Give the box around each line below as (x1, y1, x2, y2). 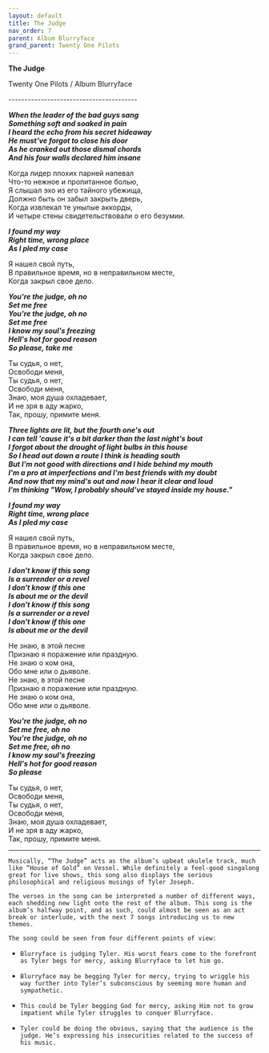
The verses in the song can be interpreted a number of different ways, (8, 892, 256, 901)
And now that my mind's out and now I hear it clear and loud (8, 477, 214, 486)
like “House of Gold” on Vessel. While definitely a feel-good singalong (8, 864, 260, 872)
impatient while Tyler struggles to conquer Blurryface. (19, 1009, 215, 1018)
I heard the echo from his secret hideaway (8, 128, 152, 137)
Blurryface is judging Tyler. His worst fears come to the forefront (19, 950, 258, 958)
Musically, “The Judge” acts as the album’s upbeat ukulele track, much (8, 857, 256, 865)
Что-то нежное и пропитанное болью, (8, 177, 139, 187)
